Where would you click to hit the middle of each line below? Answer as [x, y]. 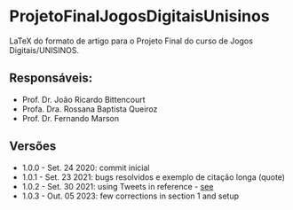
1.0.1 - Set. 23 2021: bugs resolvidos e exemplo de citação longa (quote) [154, 177]
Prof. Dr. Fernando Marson [71, 118]
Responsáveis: [51, 78]
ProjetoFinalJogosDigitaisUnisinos [139, 16]
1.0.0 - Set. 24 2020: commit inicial [86, 167]
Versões [33, 147]
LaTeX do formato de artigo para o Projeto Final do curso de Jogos [131, 41]
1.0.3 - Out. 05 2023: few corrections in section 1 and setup [131, 196]
